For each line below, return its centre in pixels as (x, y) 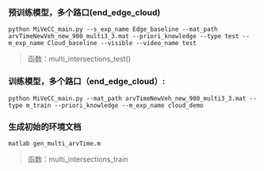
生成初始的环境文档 (45, 127)
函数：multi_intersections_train (78, 159)
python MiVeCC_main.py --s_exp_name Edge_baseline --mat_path (113, 29)
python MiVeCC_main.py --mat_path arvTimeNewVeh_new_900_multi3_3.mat (127, 98)
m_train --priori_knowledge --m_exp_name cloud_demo (115, 105)
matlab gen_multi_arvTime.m (55, 143)
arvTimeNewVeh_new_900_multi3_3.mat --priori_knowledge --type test (124, 36)
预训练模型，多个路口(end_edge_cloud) (84, 12)
